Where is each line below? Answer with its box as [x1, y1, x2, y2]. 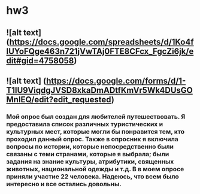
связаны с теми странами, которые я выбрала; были [6, 150, 169, 158]
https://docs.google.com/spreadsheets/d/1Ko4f [9, 37, 194, 47]
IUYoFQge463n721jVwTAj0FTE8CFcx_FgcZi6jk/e [6, 46, 194, 56]
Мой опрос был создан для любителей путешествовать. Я [6, 112, 186, 120]
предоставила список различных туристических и [6, 120, 163, 128]
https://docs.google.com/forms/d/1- [46, 75, 186, 86]
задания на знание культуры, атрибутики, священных [6, 157, 174, 165]
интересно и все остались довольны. [6, 180, 122, 188]
